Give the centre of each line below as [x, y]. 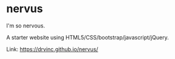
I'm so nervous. [26, 26]
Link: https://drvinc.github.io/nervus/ [52, 49]
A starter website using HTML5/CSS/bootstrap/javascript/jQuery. [87, 37]
